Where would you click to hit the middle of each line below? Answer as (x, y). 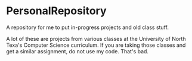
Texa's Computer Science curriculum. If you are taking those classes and (96, 45)
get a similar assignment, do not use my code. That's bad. (78, 51)
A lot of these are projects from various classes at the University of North (96, 38)
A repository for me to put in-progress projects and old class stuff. (87, 27)
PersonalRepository (56, 11)
